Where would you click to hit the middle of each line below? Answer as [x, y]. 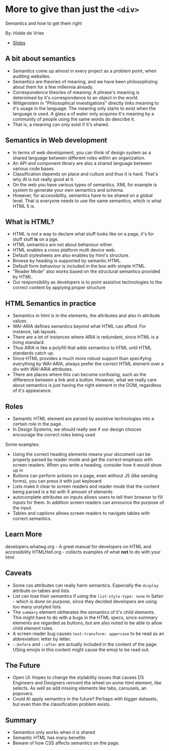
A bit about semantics [40, 59]
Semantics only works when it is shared [54, 732]
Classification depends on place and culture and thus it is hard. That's [85, 174]
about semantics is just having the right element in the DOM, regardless [87, 385]
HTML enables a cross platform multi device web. [64, 250]
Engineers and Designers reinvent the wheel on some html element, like [87, 683]
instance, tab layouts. [35, 332]
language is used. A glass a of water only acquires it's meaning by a [83, 113]
